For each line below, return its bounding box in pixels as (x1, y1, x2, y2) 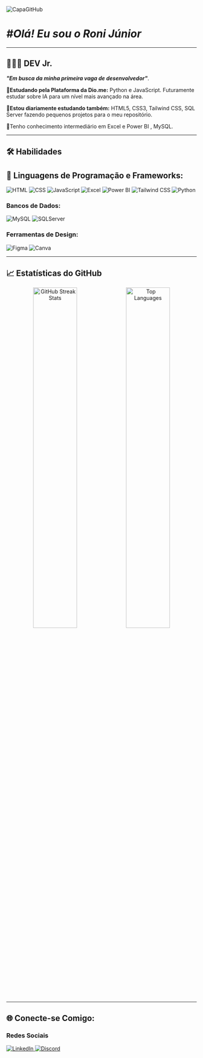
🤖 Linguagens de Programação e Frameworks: (6, 170, 183, 181)
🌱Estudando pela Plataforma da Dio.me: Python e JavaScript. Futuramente (6, 86, 195, 93)
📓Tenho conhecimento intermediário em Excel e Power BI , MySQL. (6, 122, 173, 130)
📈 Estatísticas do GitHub (6, 268, 102, 278)
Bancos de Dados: (6, 201, 61, 210)
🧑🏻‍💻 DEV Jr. (6, 58, 53, 69)
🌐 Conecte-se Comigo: (6, 1013, 95, 1023)
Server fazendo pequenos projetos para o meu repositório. (6, 111, 153, 118)
